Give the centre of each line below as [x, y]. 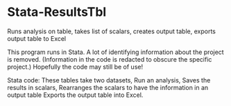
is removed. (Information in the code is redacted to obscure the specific [110, 59]
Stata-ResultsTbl [57, 12]
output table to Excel [37, 38]
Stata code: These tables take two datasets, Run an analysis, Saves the [109, 80]
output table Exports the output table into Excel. [75, 95]
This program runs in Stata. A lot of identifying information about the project [115, 52]
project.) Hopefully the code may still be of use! [75, 67]
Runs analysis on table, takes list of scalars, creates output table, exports [112, 31]
